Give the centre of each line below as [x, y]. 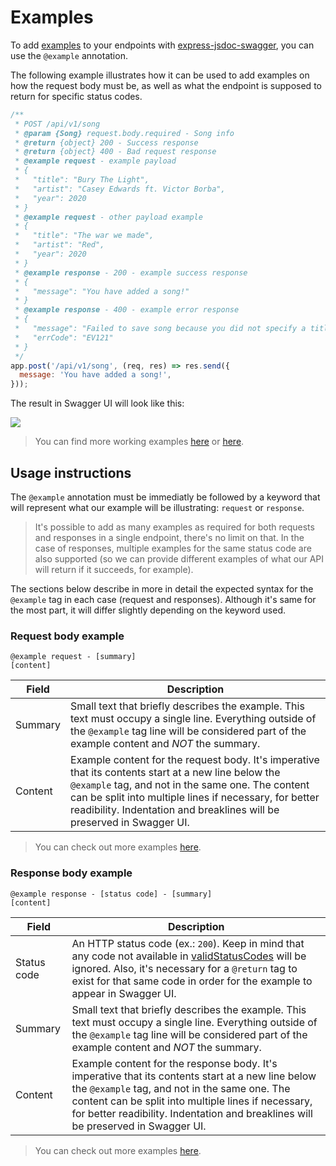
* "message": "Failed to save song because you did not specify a [160, 329]
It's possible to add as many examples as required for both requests [174, 527]
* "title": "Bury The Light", [82, 180]
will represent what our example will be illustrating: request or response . [157, 507]
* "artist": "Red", [59, 245]
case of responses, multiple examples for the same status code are [173, 548]
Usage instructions [71, 472]
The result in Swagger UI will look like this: [97, 403]
